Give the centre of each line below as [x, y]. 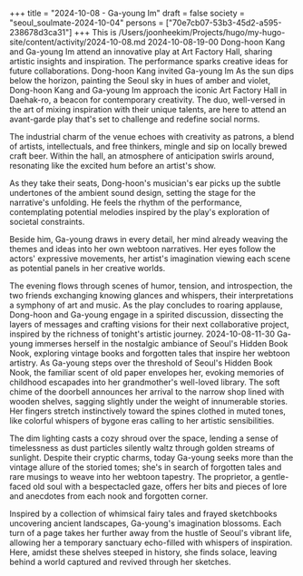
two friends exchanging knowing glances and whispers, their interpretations [151, 295]
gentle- [275, 477]
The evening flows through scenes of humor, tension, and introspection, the [151, 286]
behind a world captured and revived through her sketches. [120, 562]
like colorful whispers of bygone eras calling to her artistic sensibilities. [142, 420]
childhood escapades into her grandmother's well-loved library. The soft [145, 382]
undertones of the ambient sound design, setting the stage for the [132, 193]
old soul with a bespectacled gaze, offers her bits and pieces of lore [160, 486]
